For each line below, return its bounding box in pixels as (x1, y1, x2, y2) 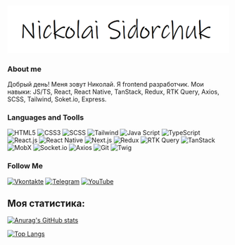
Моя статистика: (7, 198, 86, 210)
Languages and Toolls (7, 113, 84, 122)
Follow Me (7, 161, 44, 171)
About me (7, 64, 42, 74)
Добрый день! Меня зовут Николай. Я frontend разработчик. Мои (7, 80, 204, 89)
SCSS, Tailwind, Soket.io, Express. (7, 95, 107, 103)
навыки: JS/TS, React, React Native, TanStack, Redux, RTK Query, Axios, (7, 87, 220, 96)
